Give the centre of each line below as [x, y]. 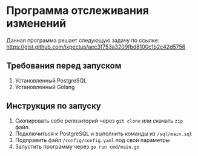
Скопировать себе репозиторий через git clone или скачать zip [99, 120]
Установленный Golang [45, 87]
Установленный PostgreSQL [51, 80]
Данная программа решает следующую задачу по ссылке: [83, 40]
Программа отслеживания [78, 11]
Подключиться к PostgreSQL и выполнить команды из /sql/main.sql [104, 134]
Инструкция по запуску [54, 106]
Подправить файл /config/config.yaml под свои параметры [92, 140]
